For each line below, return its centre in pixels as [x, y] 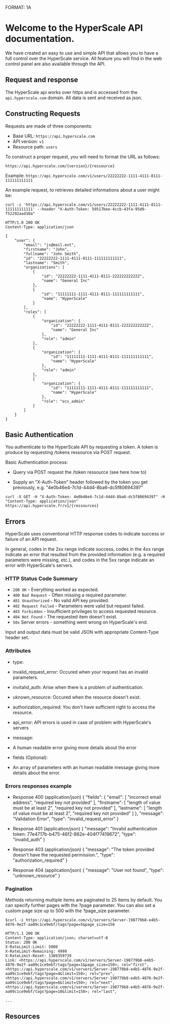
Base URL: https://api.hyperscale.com [54, 136]
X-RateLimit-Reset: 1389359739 [38, 956]
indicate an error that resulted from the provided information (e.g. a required [85, 555]
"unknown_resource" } [36, 876]
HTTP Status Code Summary [41, 579]
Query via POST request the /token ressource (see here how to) [79, 472]
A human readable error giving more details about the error [75, 747]
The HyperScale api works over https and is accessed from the [72, 92]
